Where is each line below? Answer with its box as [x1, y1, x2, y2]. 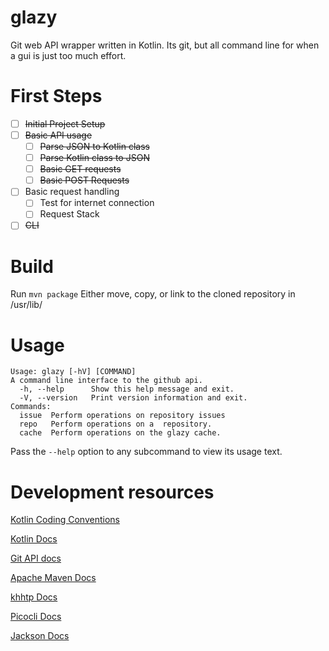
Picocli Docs [10, 611, 62, 623]
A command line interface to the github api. [10, 376, 203, 386]
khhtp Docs [10, 591, 58, 603]
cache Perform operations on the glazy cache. [19, 428, 222, 438]
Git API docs [10, 552, 62, 565]
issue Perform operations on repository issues [19, 411, 226, 421]
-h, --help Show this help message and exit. [19, 384, 235, 395]
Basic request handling [24, 186, 120, 198]
